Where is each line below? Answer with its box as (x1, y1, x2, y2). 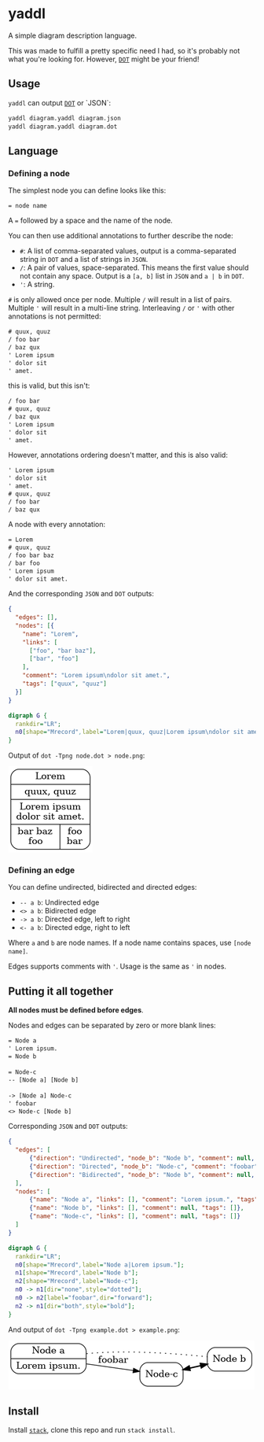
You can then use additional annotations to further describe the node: (8, 231, 233, 241)
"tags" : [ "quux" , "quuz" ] (22, 680, 108, 688)
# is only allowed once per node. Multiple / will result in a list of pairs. (8, 295, 232, 304)
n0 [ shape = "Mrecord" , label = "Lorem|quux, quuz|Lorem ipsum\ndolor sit (15, 728, 244, 736)
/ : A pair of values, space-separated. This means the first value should (19, 263, 249, 272)
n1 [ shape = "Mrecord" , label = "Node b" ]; (15, 1269, 139, 1277)
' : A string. (19, 280, 55, 290)
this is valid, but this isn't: (8, 381, 90, 390)
